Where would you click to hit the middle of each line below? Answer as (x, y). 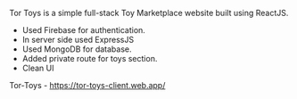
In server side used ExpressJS (78, 40)
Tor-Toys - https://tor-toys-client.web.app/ (87, 85)
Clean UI (38, 68)
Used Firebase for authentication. (83, 30)
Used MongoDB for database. (77, 49)
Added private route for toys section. (90, 58)
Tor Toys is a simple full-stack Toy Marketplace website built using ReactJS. (149, 13)
